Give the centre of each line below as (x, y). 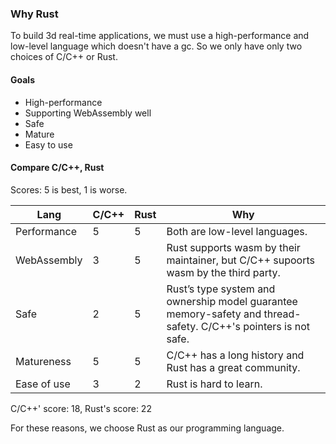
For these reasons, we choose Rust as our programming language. (147, 428)
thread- (282, 314)
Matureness (43, 361)
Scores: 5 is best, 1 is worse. (69, 189)
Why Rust (34, 14)
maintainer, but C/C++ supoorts (240, 260)
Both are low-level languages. (237, 231)
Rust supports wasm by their (233, 247)
